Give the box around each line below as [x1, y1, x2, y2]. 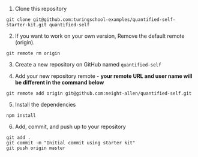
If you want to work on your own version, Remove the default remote [14, 32, 185, 40]
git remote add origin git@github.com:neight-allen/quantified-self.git [6, 90, 192, 96]
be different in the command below [14, 79, 104, 86]
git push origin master [6, 145, 66, 151]
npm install [6, 113, 36, 119]
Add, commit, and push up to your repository [14, 123, 126, 130]
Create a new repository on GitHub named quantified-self [14, 61, 161, 68]
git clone [6, 17, 31, 23]
